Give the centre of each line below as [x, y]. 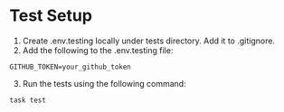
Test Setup [51, 16]
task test [28, 100]
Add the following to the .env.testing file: [98, 50]
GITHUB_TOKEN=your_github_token [70, 67]
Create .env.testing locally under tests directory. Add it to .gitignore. [149, 41]
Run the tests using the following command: [104, 83]
